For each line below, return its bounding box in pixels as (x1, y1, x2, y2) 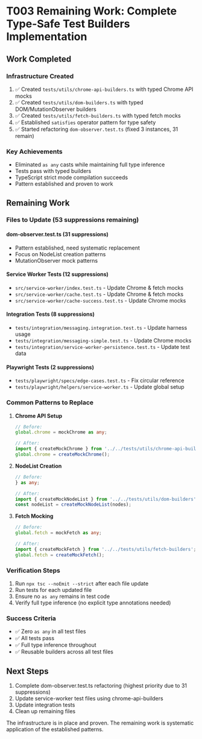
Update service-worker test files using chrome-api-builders (14, 695, 164, 702)
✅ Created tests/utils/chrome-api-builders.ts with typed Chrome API (14, 86, 194, 93)
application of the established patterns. (6, 726, 104, 733)
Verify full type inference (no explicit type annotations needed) (14, 599, 171, 606)
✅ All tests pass (14, 635, 55, 642)
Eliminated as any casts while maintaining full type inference (14, 161, 165, 168)
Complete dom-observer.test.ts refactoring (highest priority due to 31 (14, 682, 188, 690)
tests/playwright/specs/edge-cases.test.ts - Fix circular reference (14, 377, 185, 384)
